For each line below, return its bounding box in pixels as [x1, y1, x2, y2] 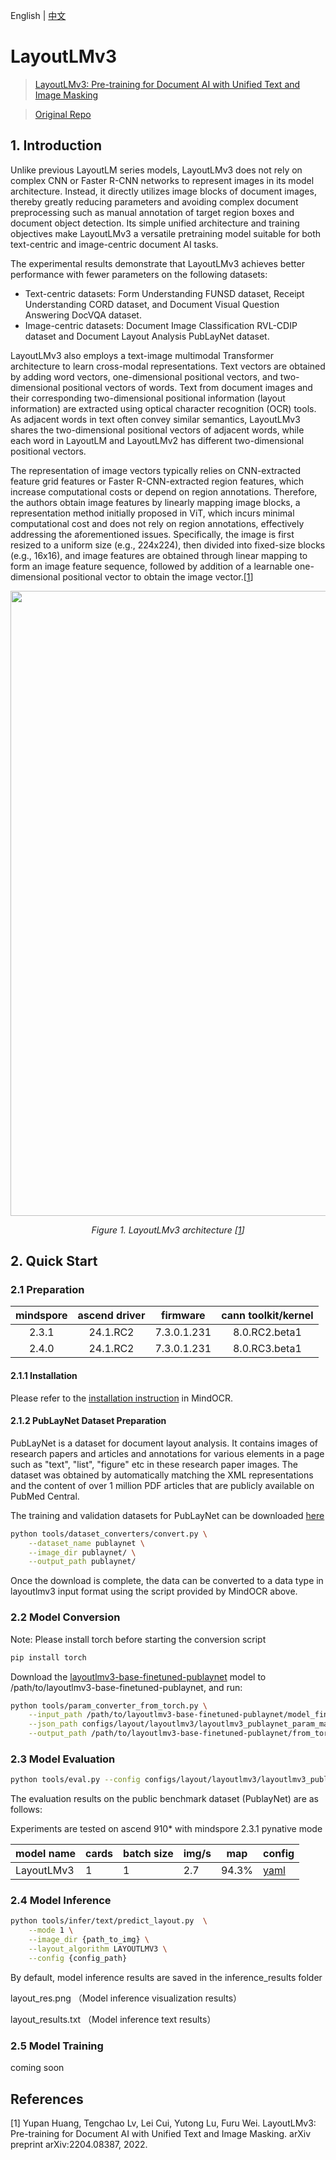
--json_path [28, 1719, 78, 1729]
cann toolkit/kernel [221, 1309, 314, 1323]
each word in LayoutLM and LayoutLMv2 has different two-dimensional [10, 434, 305, 446]
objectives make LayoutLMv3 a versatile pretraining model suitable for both [10, 227, 322, 239]
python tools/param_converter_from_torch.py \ [10, 1700, 208, 1711]
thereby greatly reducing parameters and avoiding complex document [10, 195, 299, 208]
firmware [161, 1309, 206, 1323]
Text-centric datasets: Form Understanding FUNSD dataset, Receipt [24, 287, 305, 299]
